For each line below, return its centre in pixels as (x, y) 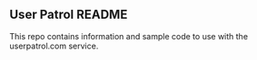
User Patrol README (69, 15)
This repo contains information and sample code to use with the (128, 36)
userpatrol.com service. (54, 46)
